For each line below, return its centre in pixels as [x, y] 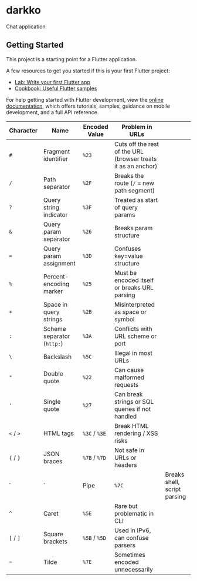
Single [52, 401]
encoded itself [134, 280]
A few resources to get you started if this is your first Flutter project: [88, 71]
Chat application [26, 26]
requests [126, 384]
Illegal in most [133, 353]
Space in [55, 304]
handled [125, 416]
